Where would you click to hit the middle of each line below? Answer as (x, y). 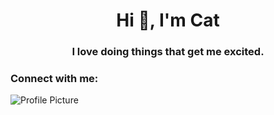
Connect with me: (54, 79)
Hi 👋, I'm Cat (168, 20)
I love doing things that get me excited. (168, 52)
